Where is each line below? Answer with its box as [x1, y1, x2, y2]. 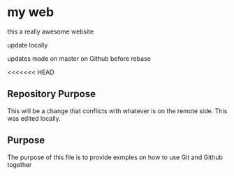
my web [7, 4, 54, 20]
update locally [7, 41, 48, 49]
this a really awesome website [7, 27, 94, 36]
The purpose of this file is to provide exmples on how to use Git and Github [7, 153, 224, 161]
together [7, 160, 32, 168]
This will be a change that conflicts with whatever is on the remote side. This [7, 106, 228, 115]
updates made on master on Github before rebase [7, 54, 152, 63]
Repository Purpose [7, 88, 96, 100]
